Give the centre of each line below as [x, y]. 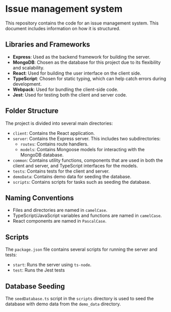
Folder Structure [32, 111]
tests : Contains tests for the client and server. [61, 171]
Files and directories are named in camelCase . [60, 210]
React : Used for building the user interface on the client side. [77, 73]
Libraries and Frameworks [48, 45]
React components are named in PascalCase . [59, 221]
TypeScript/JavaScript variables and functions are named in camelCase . [87, 215]
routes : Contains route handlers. [54, 144]
